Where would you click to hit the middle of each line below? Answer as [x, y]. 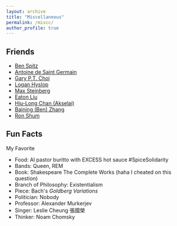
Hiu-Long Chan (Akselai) [44, 103]
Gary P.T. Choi [32, 78]
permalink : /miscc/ [30, 22]
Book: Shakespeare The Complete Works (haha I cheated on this [93, 172]
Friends [20, 51]
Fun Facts [24, 134]
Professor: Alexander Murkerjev [53, 203]
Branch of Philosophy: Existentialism [59, 184]
